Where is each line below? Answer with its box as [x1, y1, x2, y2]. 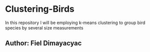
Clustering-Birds [5, 3, 75, 15]
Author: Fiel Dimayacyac [5, 39, 82, 48]
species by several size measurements [5, 25, 83, 30]
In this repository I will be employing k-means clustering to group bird [5, 20, 146, 26]
